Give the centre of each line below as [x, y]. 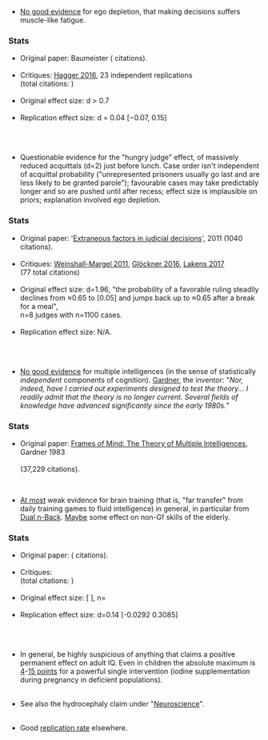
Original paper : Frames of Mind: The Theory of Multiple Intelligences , [134, 443]
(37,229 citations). [50, 469]
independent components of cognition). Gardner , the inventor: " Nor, [132, 380]
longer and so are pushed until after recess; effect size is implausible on [138, 191]
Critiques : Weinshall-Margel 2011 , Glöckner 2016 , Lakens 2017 [122, 263]
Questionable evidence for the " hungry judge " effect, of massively [129, 157]
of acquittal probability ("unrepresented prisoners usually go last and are [140, 175]
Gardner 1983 [42, 452]
